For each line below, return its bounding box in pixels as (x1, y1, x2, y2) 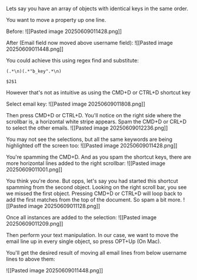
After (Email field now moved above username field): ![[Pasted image (6, 39, 173, 46)
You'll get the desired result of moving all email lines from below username (6, 249, 187, 256)
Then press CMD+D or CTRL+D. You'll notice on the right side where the (6, 112, 181, 118)
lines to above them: (6, 256, 55, 262)
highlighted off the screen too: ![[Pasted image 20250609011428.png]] (6, 142, 178, 149)
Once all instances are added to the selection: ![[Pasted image (6, 214, 157, 220)
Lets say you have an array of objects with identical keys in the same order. (6, 5, 189, 12)
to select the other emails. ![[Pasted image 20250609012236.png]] (6, 124, 168, 131)
